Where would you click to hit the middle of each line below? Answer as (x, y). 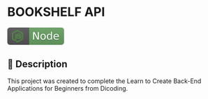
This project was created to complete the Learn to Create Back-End (104, 81)
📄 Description (37, 64)
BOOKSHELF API (56, 12)
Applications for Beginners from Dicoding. (68, 88)
